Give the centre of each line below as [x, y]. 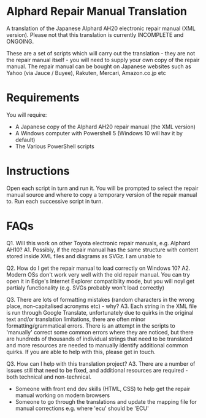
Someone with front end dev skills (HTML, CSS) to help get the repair [103, 388]
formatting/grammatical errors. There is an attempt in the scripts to [91, 325]
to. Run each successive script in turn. [55, 201]
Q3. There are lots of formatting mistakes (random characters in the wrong [101, 299]
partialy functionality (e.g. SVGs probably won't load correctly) [85, 288]
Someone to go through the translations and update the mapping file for [106, 401]
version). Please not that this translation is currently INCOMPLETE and [95, 34]
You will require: [27, 114]
